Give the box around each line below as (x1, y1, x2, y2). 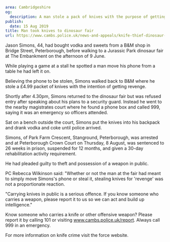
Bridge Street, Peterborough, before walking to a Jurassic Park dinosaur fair (5, 48, 163, 54)
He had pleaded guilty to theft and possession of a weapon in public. (5, 160, 149, 167)
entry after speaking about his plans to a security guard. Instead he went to (5, 99, 162, 105)
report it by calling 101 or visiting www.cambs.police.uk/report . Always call (5, 217, 160, 223)
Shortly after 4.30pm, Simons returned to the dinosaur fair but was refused (5, 93, 161, 99)
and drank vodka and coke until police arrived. (5, 125, 102, 131)
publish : (5, 19, 24, 24)
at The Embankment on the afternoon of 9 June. (5, 53, 106, 59)
